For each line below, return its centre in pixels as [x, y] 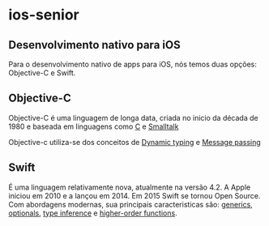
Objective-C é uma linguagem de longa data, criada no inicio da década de [133, 117]
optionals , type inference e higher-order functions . [93, 213]
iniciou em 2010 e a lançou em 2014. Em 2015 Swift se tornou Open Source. [134, 195]
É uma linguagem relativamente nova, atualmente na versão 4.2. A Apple [130, 187]
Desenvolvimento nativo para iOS [94, 45]
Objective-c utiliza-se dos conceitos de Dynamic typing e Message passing [134, 142]
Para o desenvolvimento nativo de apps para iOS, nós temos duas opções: [133, 64]
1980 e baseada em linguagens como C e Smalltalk [94, 126]
